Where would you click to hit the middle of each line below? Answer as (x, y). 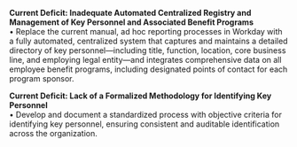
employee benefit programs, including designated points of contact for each (148, 69)
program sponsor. (42, 78)
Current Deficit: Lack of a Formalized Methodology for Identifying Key (141, 96)
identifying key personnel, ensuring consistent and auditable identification (145, 124)
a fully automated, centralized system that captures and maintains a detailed (148, 41)
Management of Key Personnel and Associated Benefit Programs (132, 22)
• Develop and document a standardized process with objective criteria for (145, 115)
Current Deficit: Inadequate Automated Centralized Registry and (130, 13)
